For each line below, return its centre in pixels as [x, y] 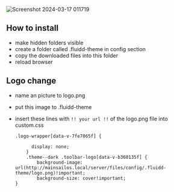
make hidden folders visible [49, 43]
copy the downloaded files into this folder [67, 55]
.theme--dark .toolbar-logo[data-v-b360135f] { [87, 157]
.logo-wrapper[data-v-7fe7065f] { [58, 136]
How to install [33, 28]
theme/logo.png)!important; [50, 173]
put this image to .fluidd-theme [53, 107]
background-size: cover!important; [82, 178]
